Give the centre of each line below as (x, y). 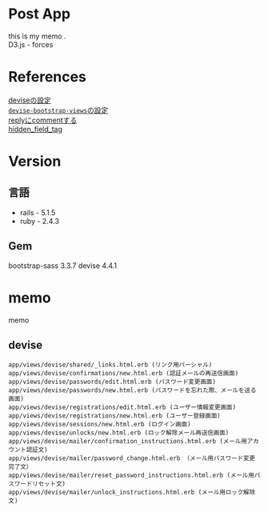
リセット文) (49, 484)
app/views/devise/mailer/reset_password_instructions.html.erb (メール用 (131, 476)
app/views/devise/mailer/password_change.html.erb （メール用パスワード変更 (132, 458)
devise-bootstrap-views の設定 (58, 110)
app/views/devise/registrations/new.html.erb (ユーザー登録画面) (115, 416)
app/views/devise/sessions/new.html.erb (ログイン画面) (100, 425)
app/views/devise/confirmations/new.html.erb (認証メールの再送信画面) (124, 374)
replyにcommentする (43, 120)
